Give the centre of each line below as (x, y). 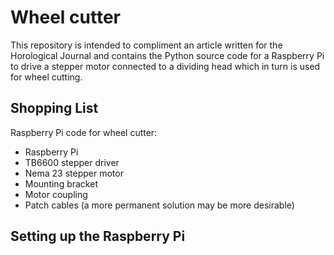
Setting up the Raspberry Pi (98, 236)
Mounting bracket (61, 183)
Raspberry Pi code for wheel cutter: (84, 132)
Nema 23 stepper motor (74, 173)
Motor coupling (56, 194)
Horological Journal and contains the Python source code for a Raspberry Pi (167, 55)
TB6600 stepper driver (72, 162)
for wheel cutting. (46, 77)
